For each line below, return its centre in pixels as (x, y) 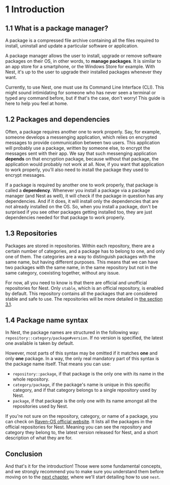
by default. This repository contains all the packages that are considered (81, 293)
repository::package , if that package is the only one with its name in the (88, 374)
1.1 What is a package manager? (57, 28)
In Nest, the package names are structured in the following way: (72, 333)
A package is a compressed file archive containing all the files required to (82, 40)
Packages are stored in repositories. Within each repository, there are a (80, 246)
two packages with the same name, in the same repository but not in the (81, 267)
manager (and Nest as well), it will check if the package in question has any (84, 196)
